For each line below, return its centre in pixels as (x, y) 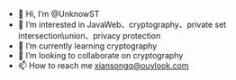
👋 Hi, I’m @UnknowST (59, 14)
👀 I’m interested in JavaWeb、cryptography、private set (122, 24)
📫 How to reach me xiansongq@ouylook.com (103, 66)
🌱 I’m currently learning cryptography (87, 46)
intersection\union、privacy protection (89, 36)
